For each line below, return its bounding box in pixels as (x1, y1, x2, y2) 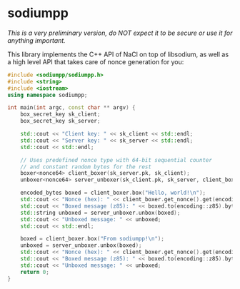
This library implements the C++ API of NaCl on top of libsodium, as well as (7, 50, 229, 59)
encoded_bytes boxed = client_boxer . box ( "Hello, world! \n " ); (20, 189, 206, 197)
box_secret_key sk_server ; (20, 118, 101, 125)
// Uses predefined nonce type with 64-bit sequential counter (20, 156, 213, 163)
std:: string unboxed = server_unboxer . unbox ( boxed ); (20, 209, 181, 216)
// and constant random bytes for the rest (20, 163, 152, 171)
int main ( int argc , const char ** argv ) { (7, 104, 136, 111)
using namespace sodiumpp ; (7, 91, 88, 98)
